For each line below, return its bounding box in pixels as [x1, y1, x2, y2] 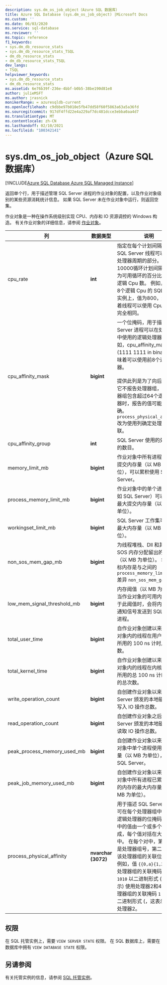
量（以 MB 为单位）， [116, 752, 165, 759]
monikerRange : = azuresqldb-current [5, 100, 81, 105]
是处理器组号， [116, 845, 152, 852]
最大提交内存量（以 [116, 500, 162, 507]
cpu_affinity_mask [7, 373, 50, 380]
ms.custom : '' [5, 16, 35, 21]
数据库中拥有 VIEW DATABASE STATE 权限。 [5, 944, 89, 950]
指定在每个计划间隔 [116, 242, 162, 249]
